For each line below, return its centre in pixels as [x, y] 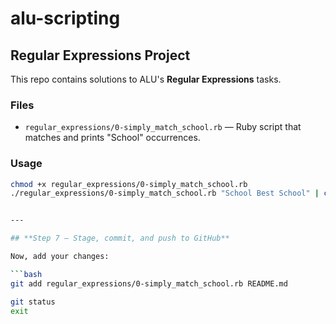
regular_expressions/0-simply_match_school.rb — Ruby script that [163, 127]
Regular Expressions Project [100, 55]
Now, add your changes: [60, 257]
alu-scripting [65, 18]
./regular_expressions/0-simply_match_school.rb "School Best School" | [165, 193]
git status [33, 302]
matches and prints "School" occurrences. [112, 138]
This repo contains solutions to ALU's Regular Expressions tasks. [146, 79]
